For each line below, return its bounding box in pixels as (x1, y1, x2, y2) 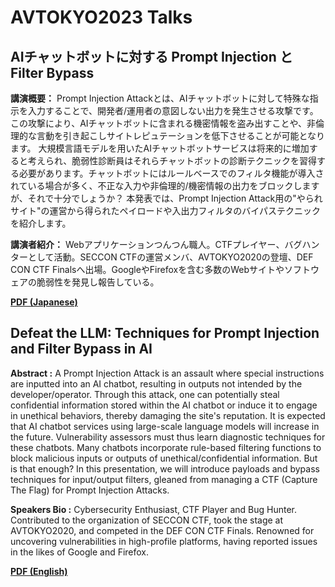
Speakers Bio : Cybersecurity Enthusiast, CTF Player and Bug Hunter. (10, 503, 298, 515)
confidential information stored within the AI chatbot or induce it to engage (10, 399, 318, 411)
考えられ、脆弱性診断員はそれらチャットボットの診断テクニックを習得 (27, 155, 317, 166)
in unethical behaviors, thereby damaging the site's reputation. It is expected (10, 409, 326, 421)
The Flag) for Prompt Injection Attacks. (10, 484, 170, 496)
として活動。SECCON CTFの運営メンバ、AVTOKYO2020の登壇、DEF (27, 251, 314, 263)
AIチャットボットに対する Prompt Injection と (10, 48, 293, 65)
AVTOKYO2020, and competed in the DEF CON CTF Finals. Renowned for (10, 524, 315, 536)
